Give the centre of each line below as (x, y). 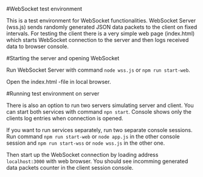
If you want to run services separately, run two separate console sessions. (99, 130)
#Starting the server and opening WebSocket (63, 58)
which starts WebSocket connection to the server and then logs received (98, 40)
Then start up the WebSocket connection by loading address (82, 155)
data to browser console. (37, 46)
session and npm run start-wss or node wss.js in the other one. (86, 143)
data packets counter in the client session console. (70, 168)
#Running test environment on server (53, 93)
